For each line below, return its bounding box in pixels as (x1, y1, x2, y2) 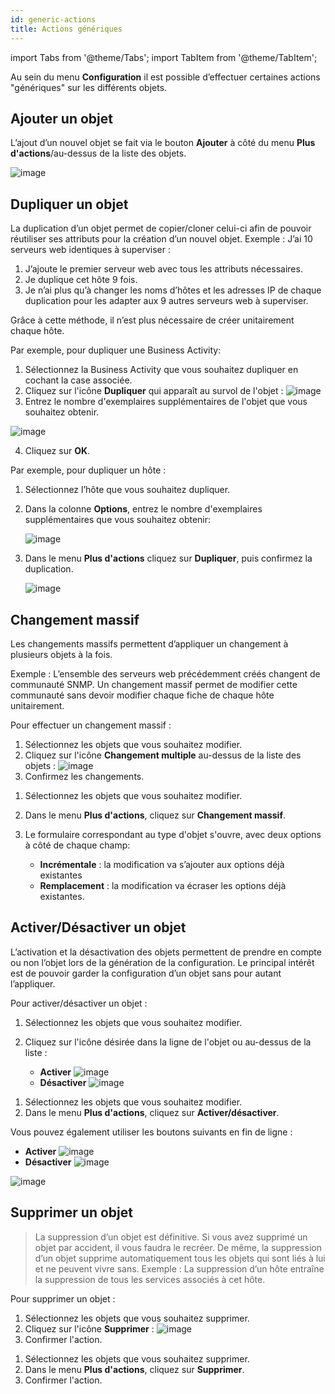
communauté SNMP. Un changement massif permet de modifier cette (10, 678, 298, 690)
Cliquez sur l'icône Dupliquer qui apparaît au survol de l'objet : (24, 385, 284, 397)
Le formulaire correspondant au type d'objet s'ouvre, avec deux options (24, 828, 322, 840)
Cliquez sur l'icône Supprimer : (24, 1322, 155, 1335)
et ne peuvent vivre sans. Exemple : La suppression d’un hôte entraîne (34, 1262, 325, 1275)
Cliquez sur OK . (24, 445, 91, 457)
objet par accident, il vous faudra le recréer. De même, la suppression (34, 1241, 322, 1253)
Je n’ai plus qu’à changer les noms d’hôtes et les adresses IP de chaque (24, 284, 322, 296)
